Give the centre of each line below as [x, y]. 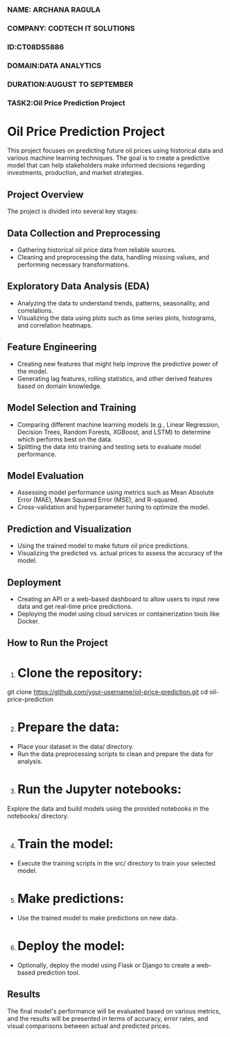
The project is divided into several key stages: [73, 211]
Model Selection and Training [72, 408]
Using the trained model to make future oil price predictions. [103, 546]
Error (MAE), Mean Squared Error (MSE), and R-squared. [98, 500]
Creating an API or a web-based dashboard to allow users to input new [118, 599]
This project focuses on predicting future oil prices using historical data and [115, 151]
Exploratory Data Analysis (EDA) [79, 286]
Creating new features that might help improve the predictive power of [117, 364]
